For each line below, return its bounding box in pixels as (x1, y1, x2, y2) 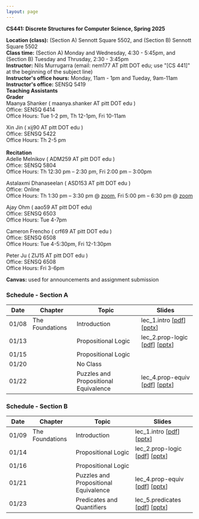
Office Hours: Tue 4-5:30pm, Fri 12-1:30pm (6, 240, 111, 247)
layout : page (6, 8, 38, 15)
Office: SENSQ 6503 (6, 210, 56, 217)
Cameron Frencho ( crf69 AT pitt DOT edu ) (6, 227, 113, 235)
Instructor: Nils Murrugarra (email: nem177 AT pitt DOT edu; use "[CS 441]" (6, 62, 191, 69)
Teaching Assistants (6, 87, 58, 94)
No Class (76, 360, 102, 368)
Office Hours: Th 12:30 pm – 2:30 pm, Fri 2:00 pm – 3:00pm (6, 167, 152, 175)
